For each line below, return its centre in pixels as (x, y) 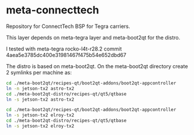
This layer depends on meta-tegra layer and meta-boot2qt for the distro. (93, 37)
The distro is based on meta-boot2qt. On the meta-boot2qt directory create (97, 66)
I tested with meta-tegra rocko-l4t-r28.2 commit (64, 49)
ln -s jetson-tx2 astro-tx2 (40, 100)
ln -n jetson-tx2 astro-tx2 (40, 88)
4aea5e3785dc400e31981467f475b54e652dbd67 (66, 55)
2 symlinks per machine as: (39, 72)
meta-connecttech (53, 10)
